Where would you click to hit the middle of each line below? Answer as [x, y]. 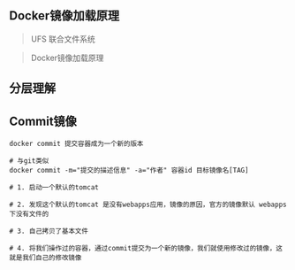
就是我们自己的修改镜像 [45, 258]
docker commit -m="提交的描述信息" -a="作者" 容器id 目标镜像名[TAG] [129, 171]
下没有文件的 [29, 214]
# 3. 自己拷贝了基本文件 [49, 231]
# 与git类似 [29, 161]
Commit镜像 [43, 121]
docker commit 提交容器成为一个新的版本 [76, 144]
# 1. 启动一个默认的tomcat [54, 188]
